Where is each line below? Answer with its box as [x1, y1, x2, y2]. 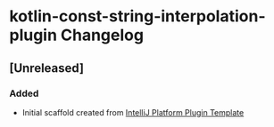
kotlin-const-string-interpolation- [9, 6, 266, 27]
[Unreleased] [9, 60, 85, 75]
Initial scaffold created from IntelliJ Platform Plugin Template [21, 107, 245, 117]
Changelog [61, 25, 145, 45]
